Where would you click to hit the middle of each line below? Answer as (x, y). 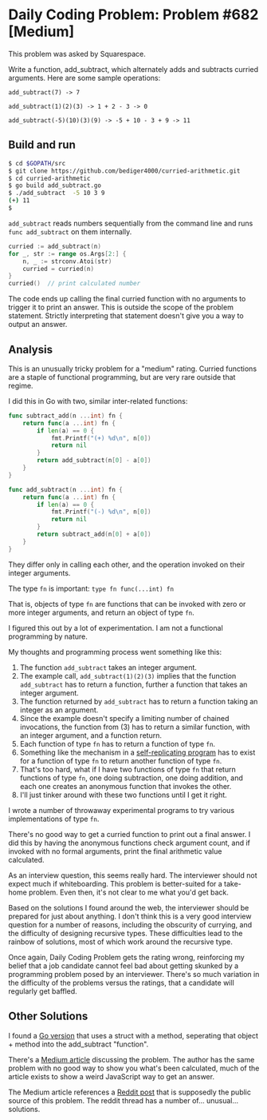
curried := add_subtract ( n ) (55, 246)
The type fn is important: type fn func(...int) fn (91, 588)
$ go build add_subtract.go (55, 185)
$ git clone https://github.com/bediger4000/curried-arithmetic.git (124, 171)
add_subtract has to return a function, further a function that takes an (133, 684)
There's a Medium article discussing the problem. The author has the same (132, 1059)
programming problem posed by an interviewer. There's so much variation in (134, 974)
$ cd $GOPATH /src (37, 163)
